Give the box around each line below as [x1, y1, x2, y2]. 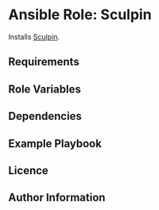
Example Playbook [8, 137, 102, 150]
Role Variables [8, 82, 81, 96]
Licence [8, 164, 49, 177]
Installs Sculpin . [8, 32, 60, 42]
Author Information [8, 191, 106, 204]
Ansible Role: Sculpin [8, 6, 153, 24]
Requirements [8, 55, 79, 69]
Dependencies [8, 109, 82, 123]
